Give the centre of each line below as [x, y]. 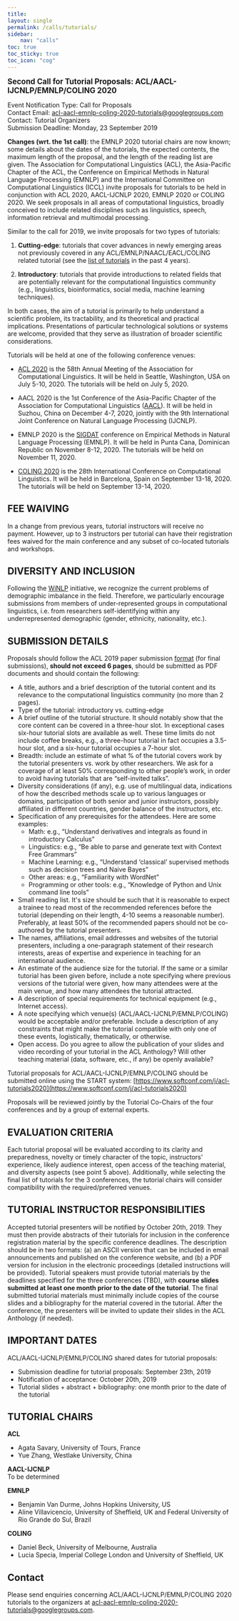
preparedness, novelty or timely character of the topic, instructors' [105, 1157]
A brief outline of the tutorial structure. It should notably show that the [120, 718]
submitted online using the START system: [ [72, 1081]
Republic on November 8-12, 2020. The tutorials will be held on [111, 449]
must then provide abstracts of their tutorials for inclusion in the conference [118, 1235]
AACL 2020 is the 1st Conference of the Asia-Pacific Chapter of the [117, 398]
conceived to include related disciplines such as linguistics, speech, [107, 210]
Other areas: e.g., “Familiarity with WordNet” [93, 877]
